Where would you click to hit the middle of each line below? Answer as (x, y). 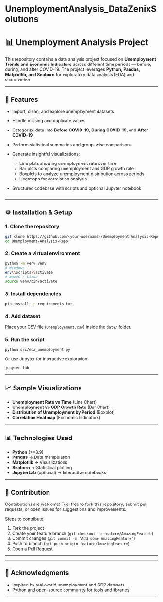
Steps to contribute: (25, 519)
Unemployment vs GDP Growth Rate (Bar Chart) (61, 407)
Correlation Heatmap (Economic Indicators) (56, 418)
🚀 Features (22, 100)
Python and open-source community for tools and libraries (71, 590)
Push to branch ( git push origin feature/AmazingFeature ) (71, 544)
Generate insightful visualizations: (46, 154)
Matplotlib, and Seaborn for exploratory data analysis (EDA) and (70, 75)
